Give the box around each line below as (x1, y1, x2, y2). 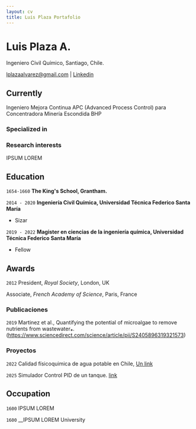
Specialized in (6, 125, 47, 134)
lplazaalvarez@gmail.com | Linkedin (6, 71, 94, 78)
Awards (6, 263, 36, 273)
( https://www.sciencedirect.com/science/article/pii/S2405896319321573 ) (6, 332, 186, 339)
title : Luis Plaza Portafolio (6, 14, 81, 20)
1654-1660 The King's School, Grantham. (6, 188, 108, 195)
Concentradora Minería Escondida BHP (6, 111, 102, 118)
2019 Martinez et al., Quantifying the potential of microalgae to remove (6, 319, 178, 326)
